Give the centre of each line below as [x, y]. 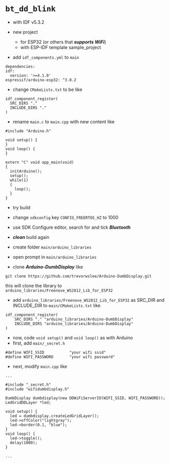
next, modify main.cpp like [40, 366]
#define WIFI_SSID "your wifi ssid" [56, 352]
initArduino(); [26, 171]
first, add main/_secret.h [39, 343]
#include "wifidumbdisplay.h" [38, 389]
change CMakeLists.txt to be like [47, 89]
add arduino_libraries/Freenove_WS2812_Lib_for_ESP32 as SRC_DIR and [89, 300]
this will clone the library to [34, 285]
